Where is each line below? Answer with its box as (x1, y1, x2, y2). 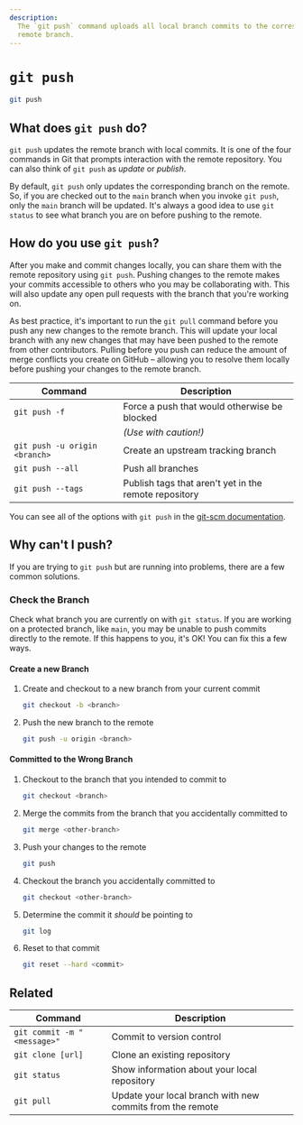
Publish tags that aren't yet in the (123, 476, 263, 489)
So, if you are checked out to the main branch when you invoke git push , (9, 190, 280, 201)
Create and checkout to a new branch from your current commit (22, 683, 261, 695)
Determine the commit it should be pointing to (22, 908, 194, 920)
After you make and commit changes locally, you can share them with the (9, 259, 282, 271)
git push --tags (14, 484, 84, 493)
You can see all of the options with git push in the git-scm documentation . (9, 511, 286, 521)
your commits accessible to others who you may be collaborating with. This (9, 279, 290, 290)
